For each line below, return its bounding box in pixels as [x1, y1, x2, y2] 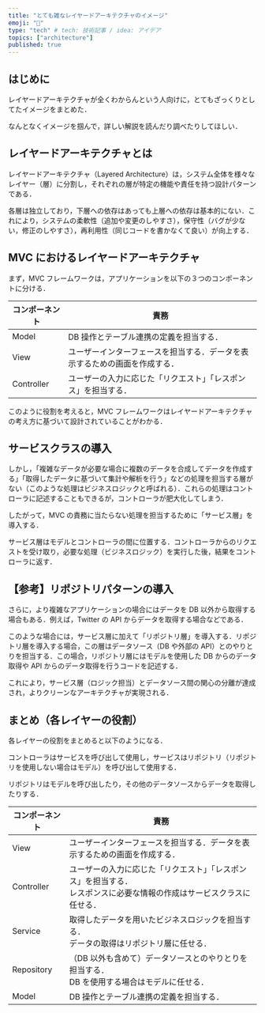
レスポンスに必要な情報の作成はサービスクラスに [69, 887, 251, 898]
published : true [8, 41, 62, 49]
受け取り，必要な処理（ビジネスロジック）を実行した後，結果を [28, 547, 237, 557]
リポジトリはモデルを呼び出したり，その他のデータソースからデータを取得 [8, 780, 250, 788]
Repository [12, 964, 53, 975]
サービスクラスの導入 [8, 441, 112, 455]
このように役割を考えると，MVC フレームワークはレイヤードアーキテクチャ [8, 406, 253, 416]
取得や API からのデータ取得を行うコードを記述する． [8, 661, 183, 671]
